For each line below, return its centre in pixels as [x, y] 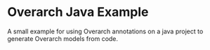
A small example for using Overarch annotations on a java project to [105, 31]
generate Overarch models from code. [63, 38]
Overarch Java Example [78, 12]
